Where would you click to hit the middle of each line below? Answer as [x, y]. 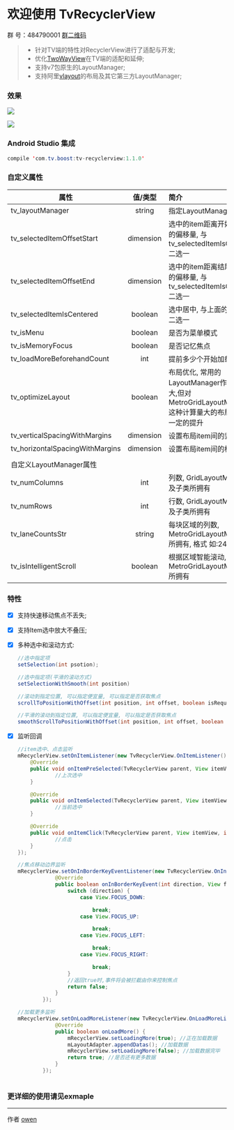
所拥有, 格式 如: [193, 543]
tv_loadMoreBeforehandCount [60, 359]
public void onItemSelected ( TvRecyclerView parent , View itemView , [130, 801]
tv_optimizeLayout [40, 397]
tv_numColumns [37, 482]
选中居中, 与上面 [195, 309]
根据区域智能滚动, [197, 557]
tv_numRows [31, 506]
